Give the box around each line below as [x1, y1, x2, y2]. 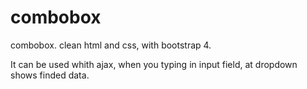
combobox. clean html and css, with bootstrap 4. [10, 39, 212, 51]
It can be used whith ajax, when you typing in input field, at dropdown [10, 58, 298, 70]
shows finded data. [10, 69, 90, 81]
